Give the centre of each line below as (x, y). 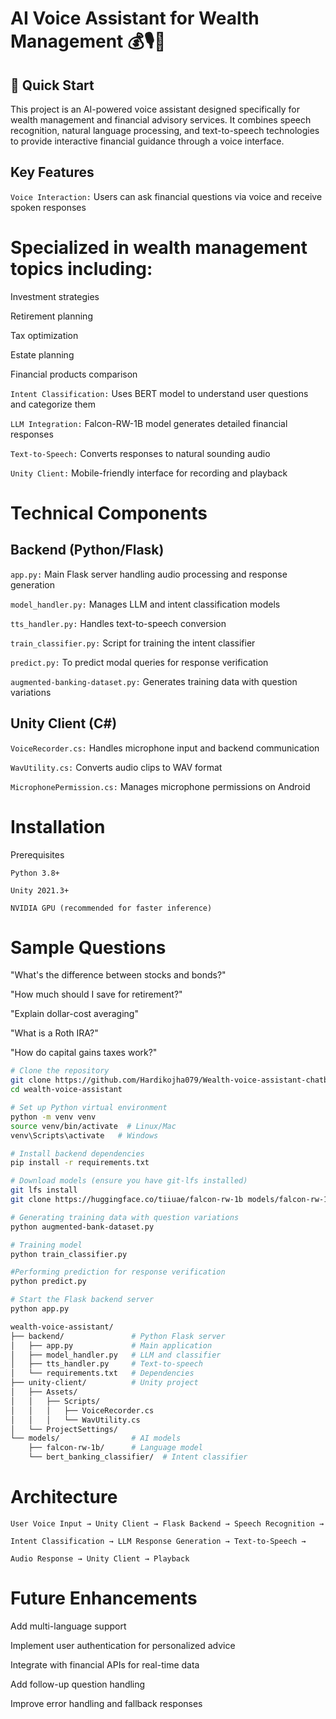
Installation (58, 826)
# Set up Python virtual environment (89, 1108)
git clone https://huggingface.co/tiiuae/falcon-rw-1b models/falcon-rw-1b (171, 1200)
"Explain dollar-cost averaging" (74, 1014)
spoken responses (48, 207)
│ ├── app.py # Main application (111, 1345)
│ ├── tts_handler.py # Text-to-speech (106, 1364)
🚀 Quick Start (52, 85)
